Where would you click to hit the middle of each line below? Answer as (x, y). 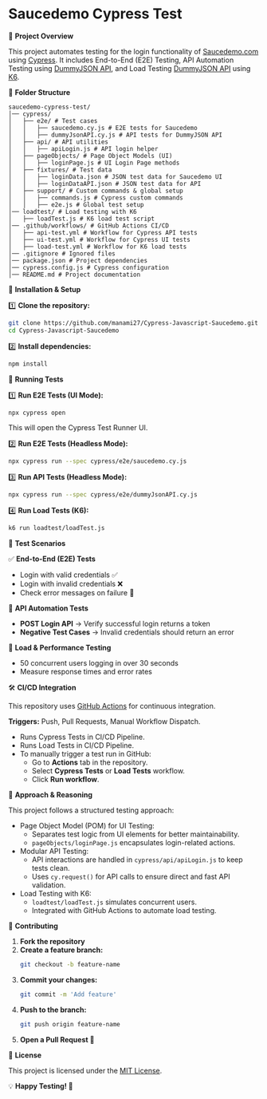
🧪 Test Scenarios (37, 544)
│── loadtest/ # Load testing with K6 (73, 211)
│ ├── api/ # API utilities (59, 142)
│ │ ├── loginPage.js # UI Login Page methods (94, 163)
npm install (28, 364)
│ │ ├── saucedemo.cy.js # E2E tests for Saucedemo (103, 128)
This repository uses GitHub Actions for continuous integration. (112, 706)
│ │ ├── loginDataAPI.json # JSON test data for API (105, 184)
